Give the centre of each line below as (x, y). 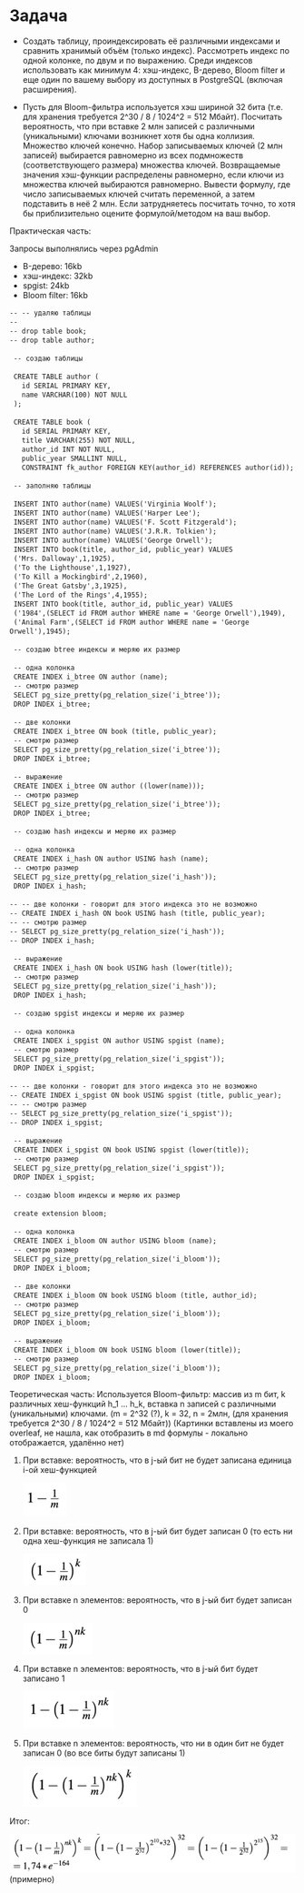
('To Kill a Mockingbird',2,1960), (80, 577)
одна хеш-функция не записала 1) (88, 1541)
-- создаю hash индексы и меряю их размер (95, 831)
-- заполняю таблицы (52, 486)
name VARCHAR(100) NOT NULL (74, 395)
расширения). (49, 89)
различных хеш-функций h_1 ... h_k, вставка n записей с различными (143, 1404)
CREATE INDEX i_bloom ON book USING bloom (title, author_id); (135, 1295)
